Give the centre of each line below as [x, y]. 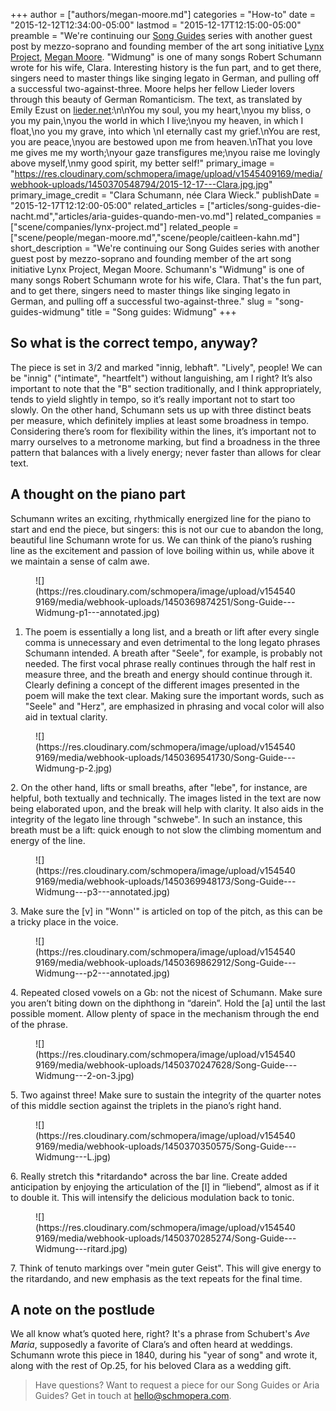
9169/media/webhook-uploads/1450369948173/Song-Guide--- [166, 881]
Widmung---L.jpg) [73, 1156]
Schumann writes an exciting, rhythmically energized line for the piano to [161, 518]
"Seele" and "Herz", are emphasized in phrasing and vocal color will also [174, 706]
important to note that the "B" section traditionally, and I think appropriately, [166, 388]
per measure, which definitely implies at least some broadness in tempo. [160, 420]
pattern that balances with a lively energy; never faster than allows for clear [166, 452]
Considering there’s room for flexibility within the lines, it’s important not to [163, 431]
